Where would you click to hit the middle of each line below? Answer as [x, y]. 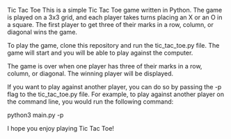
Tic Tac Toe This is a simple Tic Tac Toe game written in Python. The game [115, 10]
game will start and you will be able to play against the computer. [100, 53]
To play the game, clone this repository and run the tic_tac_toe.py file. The [113, 45]
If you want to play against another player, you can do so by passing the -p [114, 87]
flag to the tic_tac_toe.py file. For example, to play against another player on [116, 94]
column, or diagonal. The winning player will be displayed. [90, 73]
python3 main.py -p [35, 115]
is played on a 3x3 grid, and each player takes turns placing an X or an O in [115, 17]
